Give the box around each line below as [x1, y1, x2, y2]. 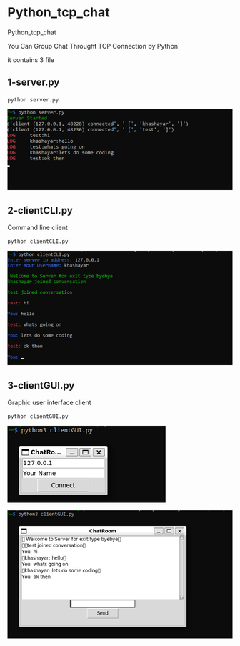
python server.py [7, 96, 59, 104]
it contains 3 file [7, 55, 55, 64]
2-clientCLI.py [7, 204, 73, 217]
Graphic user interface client [7, 398, 91, 407]
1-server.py [7, 76, 60, 89]
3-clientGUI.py [7, 379, 75, 392]
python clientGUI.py [7, 413, 69, 420]
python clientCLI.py [7, 238, 69, 245]
